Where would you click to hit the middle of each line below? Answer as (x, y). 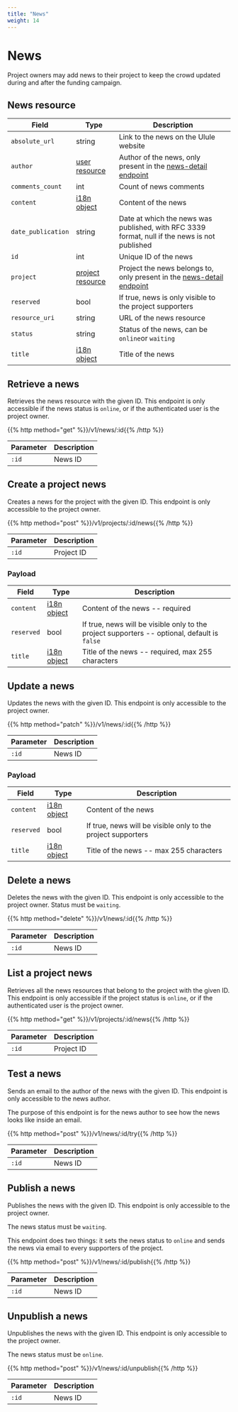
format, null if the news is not (167, 236)
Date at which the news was (165, 219)
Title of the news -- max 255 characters (154, 851)
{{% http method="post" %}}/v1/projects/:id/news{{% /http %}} (100, 523)
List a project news (50, 973)
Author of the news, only (159, 158)
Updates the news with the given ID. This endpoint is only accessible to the (117, 702)
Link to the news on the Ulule (167, 137)
